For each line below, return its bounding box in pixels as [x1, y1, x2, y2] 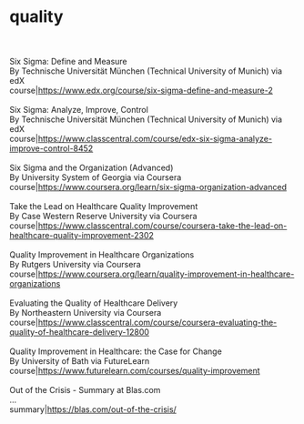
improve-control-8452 [9, 143, 94, 154]
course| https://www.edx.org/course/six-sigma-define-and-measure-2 [9, 85, 273, 96]
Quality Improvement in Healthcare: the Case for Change [9, 346, 223, 357]
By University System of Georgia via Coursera [9, 171, 182, 183]
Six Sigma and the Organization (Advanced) [9, 162, 174, 173]
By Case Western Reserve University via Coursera [9, 210, 198, 221]
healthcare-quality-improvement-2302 [9, 229, 155, 240]
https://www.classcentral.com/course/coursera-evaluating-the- [37, 317, 278, 328]
